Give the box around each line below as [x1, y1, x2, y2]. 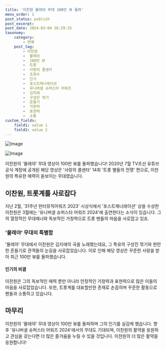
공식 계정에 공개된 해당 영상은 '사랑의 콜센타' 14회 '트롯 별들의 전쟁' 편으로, [5, 167, 150, 173]
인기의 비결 [5, 266, 26, 272]
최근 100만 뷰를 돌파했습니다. [10, 254, 67, 260]
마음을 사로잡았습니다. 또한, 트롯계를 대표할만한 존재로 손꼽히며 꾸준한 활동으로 [5, 284, 158, 290]
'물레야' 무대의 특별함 [5, 229, 54, 236]
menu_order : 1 [5, 12, 35, 17]
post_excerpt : [5, 21, 35, 26]
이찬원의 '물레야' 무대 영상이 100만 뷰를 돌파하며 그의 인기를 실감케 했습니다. [5, 321, 153, 327]
